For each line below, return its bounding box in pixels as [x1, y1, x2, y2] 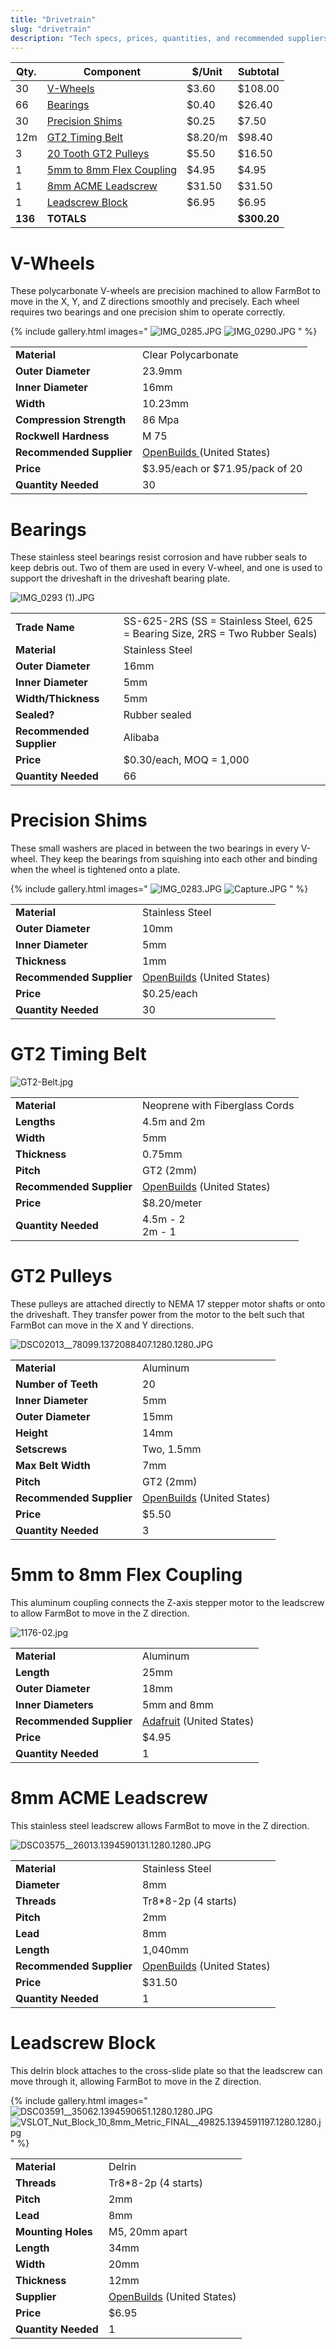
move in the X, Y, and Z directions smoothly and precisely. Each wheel [10, 296, 300, 308]
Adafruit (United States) [142, 1714, 255, 1728]
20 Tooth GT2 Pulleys [46, 147, 150, 161]
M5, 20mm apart [108, 2224, 188, 2238]
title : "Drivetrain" [10, 14, 97, 25]
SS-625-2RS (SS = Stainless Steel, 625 [123, 614, 313, 628]
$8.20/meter [142, 1196, 203, 1210]
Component [83, 65, 142, 79]
